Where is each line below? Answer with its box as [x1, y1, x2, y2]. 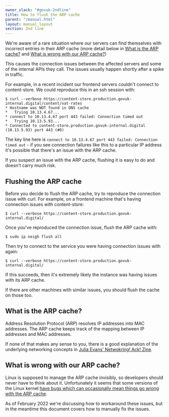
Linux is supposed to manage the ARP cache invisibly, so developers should [5, 374, 163, 381]
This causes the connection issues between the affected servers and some [5, 61, 161, 67]
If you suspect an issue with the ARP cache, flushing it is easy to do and [5, 157, 155, 163]
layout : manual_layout [5, 21, 53, 27]
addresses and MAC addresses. [5, 331, 72, 337]
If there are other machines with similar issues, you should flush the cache [5, 287, 160, 293]
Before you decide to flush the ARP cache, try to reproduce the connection [5, 191, 161, 197]
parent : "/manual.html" [5, 17, 55, 22]
